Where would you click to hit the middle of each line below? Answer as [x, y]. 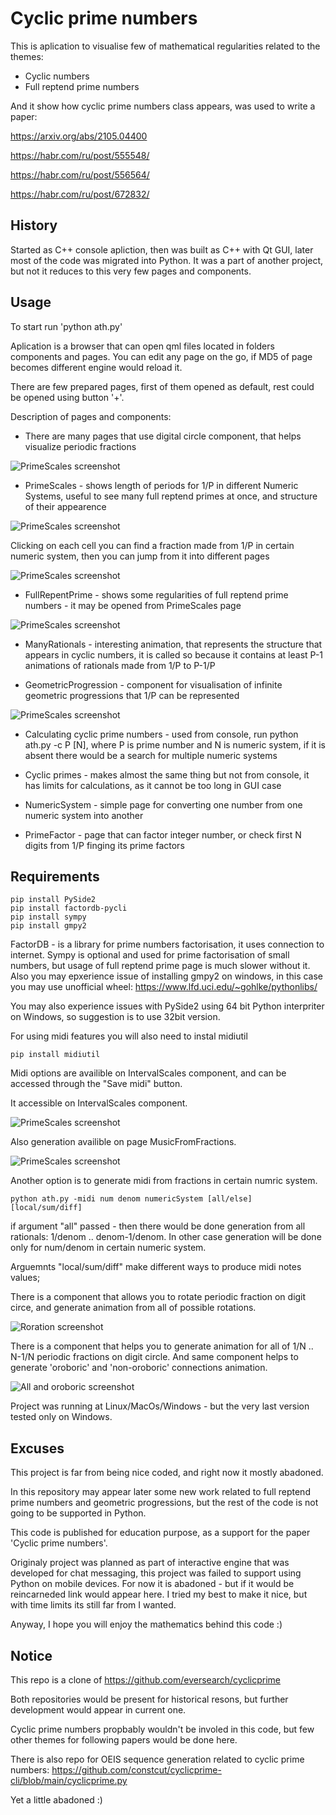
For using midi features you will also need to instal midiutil [129, 1036]
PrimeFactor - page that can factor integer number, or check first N [163, 834]
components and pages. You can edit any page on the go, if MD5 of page [161, 356]
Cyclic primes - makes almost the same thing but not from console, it [167, 774]
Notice [31, 1655]
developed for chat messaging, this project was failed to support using [156, 1573]
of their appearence [65, 506]
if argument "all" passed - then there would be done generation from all [158, 1226]
